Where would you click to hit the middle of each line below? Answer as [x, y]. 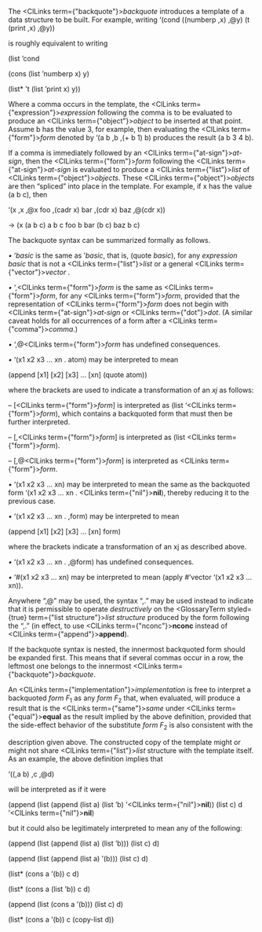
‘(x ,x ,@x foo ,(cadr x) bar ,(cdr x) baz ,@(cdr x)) [87, 210]
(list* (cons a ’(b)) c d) [44, 873]
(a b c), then [28, 194]
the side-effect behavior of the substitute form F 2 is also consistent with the [131, 726]
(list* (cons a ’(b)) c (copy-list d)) [61, 919]
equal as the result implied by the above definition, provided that [147, 716]
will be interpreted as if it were [57, 789]
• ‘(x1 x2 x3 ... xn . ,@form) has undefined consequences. [101, 562]
